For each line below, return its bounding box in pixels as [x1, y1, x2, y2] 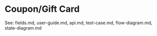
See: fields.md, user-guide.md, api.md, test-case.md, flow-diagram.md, [4, 20, 153, 26]
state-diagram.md [4, 25, 42, 31]
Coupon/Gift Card [4, 3, 80, 15]
